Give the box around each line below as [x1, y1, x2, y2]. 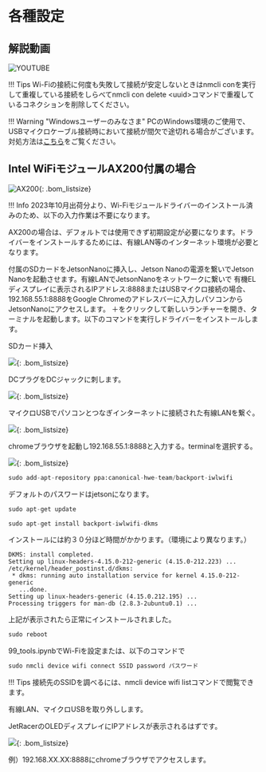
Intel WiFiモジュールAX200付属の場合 [8, 162, 197, 176]
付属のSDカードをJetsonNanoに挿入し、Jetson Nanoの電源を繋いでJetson [8, 264, 254, 274]
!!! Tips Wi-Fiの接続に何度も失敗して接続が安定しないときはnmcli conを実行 [8, 80, 256, 89]
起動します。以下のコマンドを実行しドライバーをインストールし [42, 314, 252, 323]
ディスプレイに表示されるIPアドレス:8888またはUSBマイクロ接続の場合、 [8, 284, 250, 294]
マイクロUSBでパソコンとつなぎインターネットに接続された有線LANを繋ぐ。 [8, 408, 260, 418]
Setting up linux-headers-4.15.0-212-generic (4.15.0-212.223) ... [8, 558, 237, 566]
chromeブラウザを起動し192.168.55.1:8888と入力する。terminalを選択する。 [8, 441, 257, 451]
